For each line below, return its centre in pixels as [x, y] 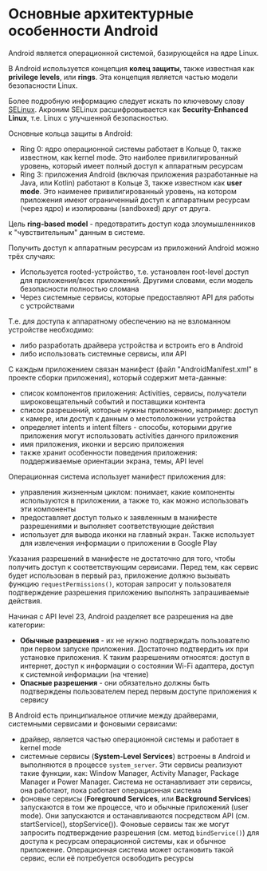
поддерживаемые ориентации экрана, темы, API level [112, 461]
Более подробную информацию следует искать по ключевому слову [126, 101]
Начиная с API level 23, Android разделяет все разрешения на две [121, 616]
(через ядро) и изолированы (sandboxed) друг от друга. [115, 208]
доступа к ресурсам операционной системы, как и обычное [123, 841]
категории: [27, 625]
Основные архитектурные [101, 14]
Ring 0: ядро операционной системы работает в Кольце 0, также [130, 149]
